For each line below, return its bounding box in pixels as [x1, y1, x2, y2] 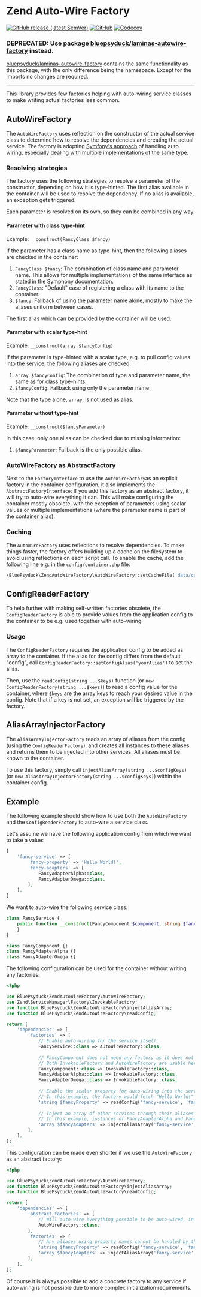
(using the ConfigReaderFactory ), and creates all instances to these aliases [6, 742, 190, 749]
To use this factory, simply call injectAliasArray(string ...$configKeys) [6, 766, 187, 774]
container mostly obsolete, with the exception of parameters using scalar [6, 500, 187, 507]
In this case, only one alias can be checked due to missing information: [6, 434, 181, 441]
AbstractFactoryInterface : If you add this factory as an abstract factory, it [6, 487, 189, 495]
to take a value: [6, 836, 44, 844]
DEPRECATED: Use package [6, 39, 89, 47]
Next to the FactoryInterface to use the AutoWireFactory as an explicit [6, 475, 178, 482]
